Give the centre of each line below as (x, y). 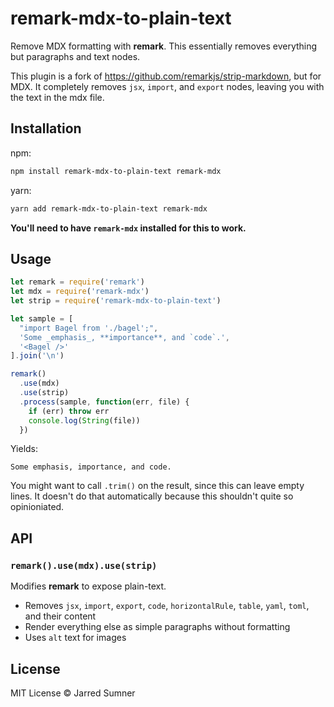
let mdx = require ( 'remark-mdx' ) (80, 292)
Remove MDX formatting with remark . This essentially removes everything (164, 46)
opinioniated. (37, 507)
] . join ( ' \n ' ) (37, 356)
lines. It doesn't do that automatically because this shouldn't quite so (152, 496)
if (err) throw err (69, 411)
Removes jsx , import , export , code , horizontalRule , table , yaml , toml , (167, 606)
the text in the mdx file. (57, 97)
